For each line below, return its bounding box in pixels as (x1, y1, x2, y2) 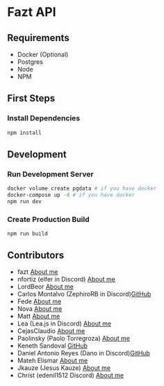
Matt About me (17, 312, 60, 320)
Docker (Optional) (17, 50, 69, 58)
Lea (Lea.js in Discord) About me (17, 319, 112, 328)
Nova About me (17, 304, 63, 313)
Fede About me (17, 297, 62, 305)
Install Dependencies (7, 113, 81, 123)
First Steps (7, 93, 56, 104)
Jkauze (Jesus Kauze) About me (17, 363, 111, 372)
